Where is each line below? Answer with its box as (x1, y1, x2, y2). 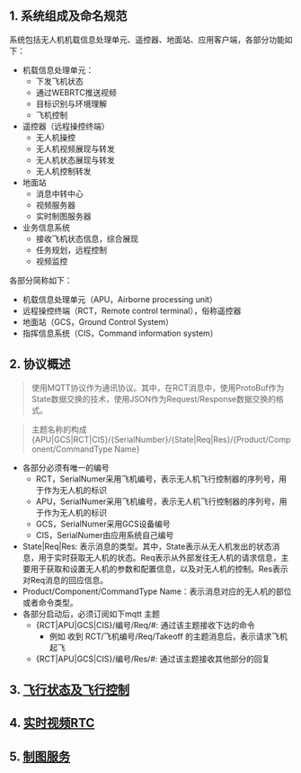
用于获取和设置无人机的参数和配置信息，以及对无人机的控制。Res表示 (30, 563, 289, 574)
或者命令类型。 (22, 597, 78, 607)
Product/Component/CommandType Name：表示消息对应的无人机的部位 (22, 586, 292, 597)
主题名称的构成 (31, 424, 87, 435)
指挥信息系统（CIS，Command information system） (22, 328, 218, 338)
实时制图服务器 (35, 211, 92, 221)
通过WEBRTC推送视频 (35, 86, 117, 97)
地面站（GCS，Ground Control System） (22, 316, 173, 327)
